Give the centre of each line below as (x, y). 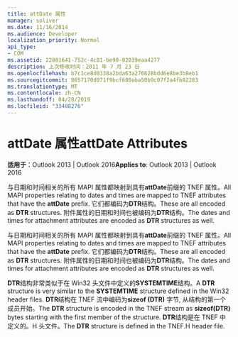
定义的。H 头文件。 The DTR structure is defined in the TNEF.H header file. (116, 326)
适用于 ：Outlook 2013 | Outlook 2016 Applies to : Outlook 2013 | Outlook (112, 165)
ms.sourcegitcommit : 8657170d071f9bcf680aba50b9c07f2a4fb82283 (103, 80)
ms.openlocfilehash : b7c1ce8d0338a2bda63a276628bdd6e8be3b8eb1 (103, 73)
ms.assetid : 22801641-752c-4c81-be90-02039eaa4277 (84, 60)
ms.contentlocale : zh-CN (44, 93)
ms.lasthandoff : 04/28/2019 (49, 100)
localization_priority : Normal (54, 40)
